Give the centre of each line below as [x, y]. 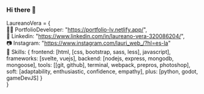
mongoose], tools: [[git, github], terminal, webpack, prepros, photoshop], [99, 65]
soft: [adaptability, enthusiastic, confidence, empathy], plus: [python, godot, [102, 72]
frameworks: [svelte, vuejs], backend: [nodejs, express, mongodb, [90, 58]
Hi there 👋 [21, 10]
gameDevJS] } [25, 78]
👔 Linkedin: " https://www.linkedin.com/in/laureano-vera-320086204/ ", [96, 36]
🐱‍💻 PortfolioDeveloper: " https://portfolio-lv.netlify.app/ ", [77, 29]
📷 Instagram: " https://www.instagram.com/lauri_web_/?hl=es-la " [89, 43]
